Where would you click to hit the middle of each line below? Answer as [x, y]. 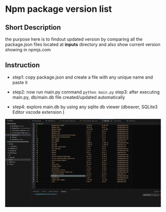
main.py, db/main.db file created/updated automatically [68, 97]
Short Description [33, 27]
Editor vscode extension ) [38, 112]
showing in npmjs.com [28, 50]
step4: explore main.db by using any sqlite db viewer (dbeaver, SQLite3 [85, 107]
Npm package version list [59, 9]
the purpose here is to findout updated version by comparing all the [74, 39]
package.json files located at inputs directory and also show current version [83, 44]
